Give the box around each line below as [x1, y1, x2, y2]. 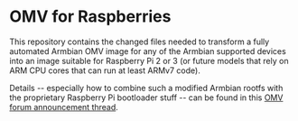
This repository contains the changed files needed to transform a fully [9, 36, 270, 47]
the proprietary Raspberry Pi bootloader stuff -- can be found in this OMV [9, 92, 284, 103]
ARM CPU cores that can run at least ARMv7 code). [9, 65, 200, 76]
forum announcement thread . [9, 101, 119, 112]
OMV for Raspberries [9, 6, 172, 27]
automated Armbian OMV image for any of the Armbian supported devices [9, 45, 286, 56]
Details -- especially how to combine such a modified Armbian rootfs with [9, 82, 284, 93]
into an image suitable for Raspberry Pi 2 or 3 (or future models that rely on [9, 55, 289, 66]
